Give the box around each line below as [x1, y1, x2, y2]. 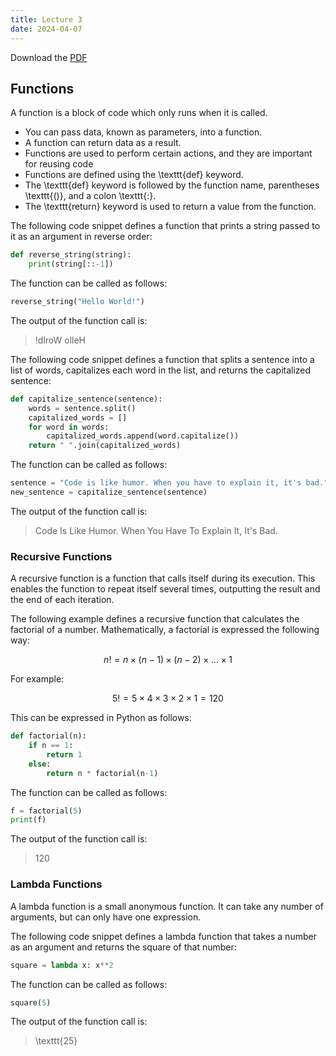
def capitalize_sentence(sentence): [10, 394, 163, 404]
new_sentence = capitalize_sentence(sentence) [10, 487, 208, 498]
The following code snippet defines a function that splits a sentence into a [10, 353, 315, 365]
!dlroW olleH [34, 334, 86, 346]
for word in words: [28, 422, 110, 432]
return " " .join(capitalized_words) [28, 441, 182, 451]
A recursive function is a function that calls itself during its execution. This [10, 572, 316, 585]
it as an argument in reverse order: [10, 231, 153, 243]
